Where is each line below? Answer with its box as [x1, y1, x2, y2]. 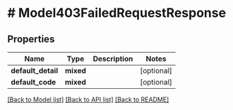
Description [92, 54, 133, 63]
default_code [11, 78, 56, 87]
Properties [7, 33, 55, 45]
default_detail [11, 66, 59, 75]
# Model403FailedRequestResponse [7, 5, 227, 21]
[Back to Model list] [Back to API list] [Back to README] [7, 95, 169, 104]
